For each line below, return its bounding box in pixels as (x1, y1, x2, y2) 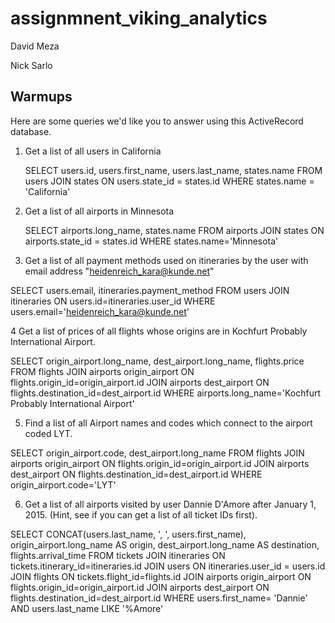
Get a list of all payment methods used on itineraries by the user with (24, 254, 309, 266)
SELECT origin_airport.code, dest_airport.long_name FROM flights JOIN (10, 447, 305, 459)
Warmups (10, 88, 73, 106)
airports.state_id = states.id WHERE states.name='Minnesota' (24, 235, 279, 247)
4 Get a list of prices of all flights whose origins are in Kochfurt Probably (10, 325, 308, 337)
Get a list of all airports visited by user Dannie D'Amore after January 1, (24, 498, 317, 510)
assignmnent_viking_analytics (10, 7, 268, 30)
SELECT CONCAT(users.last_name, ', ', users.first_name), (10, 528, 247, 540)
